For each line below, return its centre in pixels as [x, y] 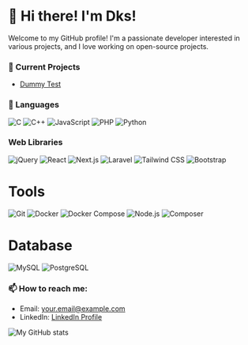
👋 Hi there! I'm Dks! [72, 16]
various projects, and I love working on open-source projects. [109, 46]
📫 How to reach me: [48, 288]
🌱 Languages [34, 104]
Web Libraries [36, 142]
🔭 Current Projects [44, 66]
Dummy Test [40, 84]
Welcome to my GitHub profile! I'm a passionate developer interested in [124, 38]
